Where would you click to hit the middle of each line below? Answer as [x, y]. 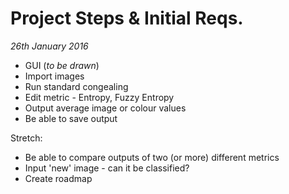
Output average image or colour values [105, 108]
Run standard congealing [76, 86]
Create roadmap [58, 178]
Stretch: [26, 138]
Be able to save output [71, 118]
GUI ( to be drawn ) [62, 65]
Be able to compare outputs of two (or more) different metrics [152, 157]
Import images [54, 76]
